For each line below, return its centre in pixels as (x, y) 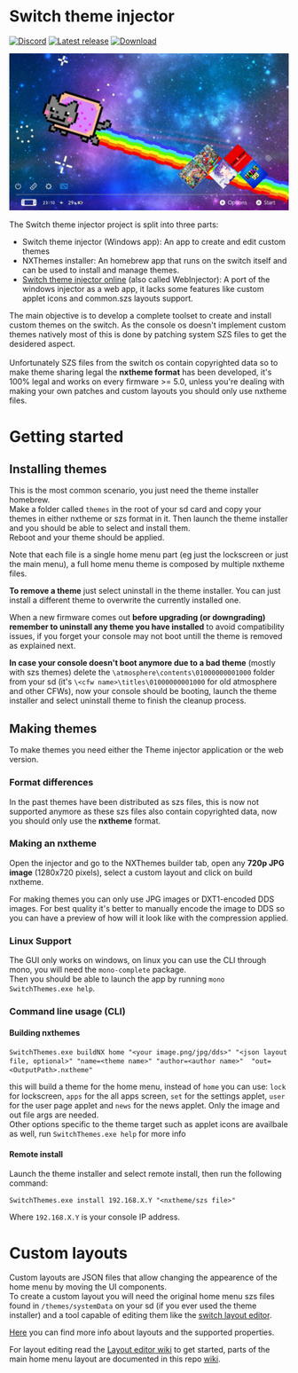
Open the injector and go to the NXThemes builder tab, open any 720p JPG (147, 863)
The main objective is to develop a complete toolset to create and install (141, 316)
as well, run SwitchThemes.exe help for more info (98, 1134)
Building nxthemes (45, 1032)
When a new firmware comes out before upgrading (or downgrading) (137, 618)
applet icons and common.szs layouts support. (107, 298)
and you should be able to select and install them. (100, 528)
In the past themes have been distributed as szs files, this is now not (134, 801)
